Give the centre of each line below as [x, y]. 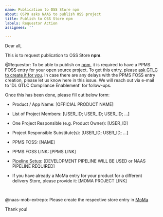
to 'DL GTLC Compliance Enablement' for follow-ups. [58, 85]
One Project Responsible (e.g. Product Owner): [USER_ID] [70, 123]
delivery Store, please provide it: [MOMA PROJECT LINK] [70, 181]
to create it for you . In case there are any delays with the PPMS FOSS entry [80, 75]
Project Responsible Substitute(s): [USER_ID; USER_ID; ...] [70, 133]
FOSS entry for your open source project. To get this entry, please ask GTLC [81, 70]
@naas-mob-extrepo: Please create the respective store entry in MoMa [77, 200]
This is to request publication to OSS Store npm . [54, 55]
